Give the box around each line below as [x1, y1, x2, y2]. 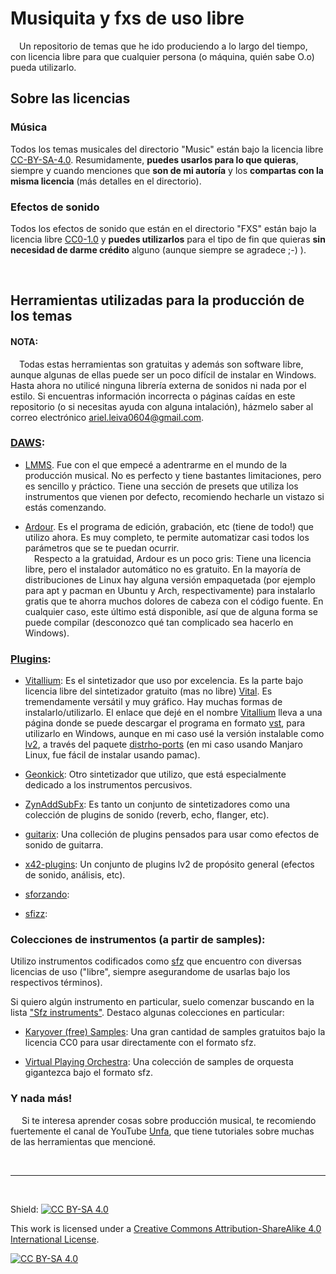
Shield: [10, 1203, 39, 1215]
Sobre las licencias [10, 90, 131, 107]
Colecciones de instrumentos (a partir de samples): [10, 933, 266, 947]
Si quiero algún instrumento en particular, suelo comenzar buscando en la [10, 996, 315, 1008]
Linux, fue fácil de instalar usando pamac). [24, 749, 201, 761]
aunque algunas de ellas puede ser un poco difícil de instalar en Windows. [10, 368, 317, 381]
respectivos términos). [10, 977, 103, 989]
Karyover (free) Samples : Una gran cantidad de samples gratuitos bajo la [24, 1026, 326, 1038]
